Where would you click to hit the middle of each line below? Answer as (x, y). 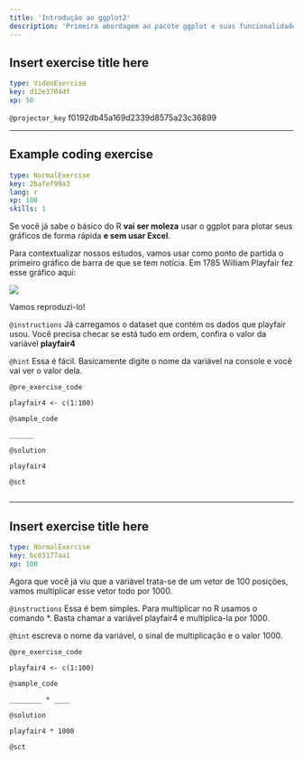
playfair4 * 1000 (42, 731)
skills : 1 (28, 209)
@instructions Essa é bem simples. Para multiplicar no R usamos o (133, 608)
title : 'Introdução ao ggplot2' (70, 18)
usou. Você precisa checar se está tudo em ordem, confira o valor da (138, 334)
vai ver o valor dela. (46, 371)
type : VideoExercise (48, 84)
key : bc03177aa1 (40, 555)
